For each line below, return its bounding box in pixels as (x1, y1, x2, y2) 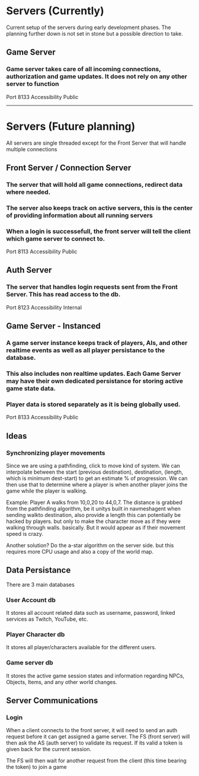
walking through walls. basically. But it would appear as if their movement (6, 524, 185, 531)
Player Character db (6, 630, 65, 638)
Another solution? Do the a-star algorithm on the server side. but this (6, 542, 174, 549)
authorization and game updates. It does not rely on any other (6, 72, 188, 81)
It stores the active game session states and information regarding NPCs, (6, 672, 185, 679)
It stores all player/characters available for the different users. (6, 644, 156, 651)
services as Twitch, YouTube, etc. (6, 615, 88, 623)
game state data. (6, 384, 56, 392)
